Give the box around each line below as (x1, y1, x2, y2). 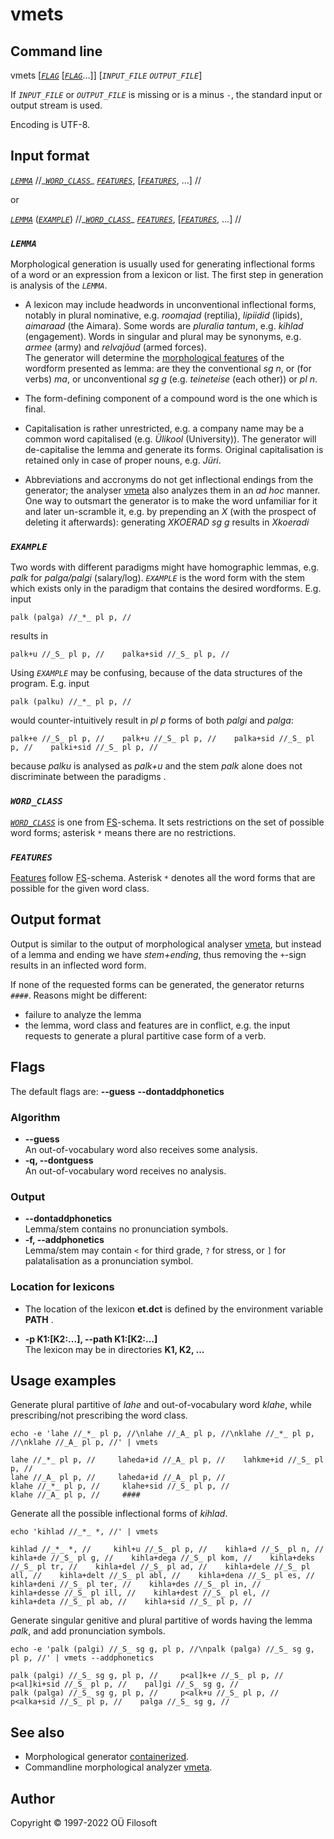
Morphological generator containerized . (24, 1751, 190, 1763)
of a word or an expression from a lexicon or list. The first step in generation (10, 269, 324, 281)
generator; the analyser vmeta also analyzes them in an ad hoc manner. (24, 484, 321, 497)
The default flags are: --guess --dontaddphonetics (10, 1085, 225, 1097)
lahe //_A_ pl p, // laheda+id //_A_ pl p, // (10, 1473, 226, 1483)
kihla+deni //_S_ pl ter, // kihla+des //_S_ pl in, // (10, 1579, 262, 1590)
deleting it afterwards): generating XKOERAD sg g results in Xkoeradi (24, 516, 310, 528)
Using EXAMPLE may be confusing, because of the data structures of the (10, 667, 303, 679)
